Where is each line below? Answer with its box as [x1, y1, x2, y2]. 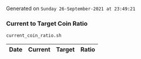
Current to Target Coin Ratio [6, 19, 88, 27]
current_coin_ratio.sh [6, 33, 62, 39]
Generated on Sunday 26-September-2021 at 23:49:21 [6, 5, 136, 12]
